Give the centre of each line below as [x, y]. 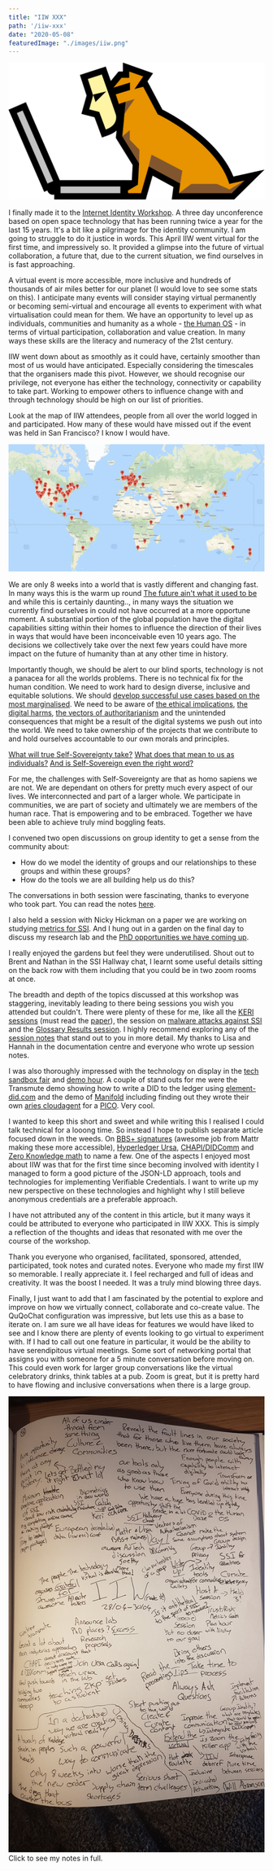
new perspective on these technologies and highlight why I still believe [127, 1190]
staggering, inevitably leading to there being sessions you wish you [121, 1003]
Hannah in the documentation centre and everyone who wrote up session [131, 1046]
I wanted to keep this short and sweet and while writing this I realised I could [136, 1121]
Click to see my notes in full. [56, 1858]
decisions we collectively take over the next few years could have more [128, 645]
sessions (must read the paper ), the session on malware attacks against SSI [135, 1020]
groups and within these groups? [75, 870]
